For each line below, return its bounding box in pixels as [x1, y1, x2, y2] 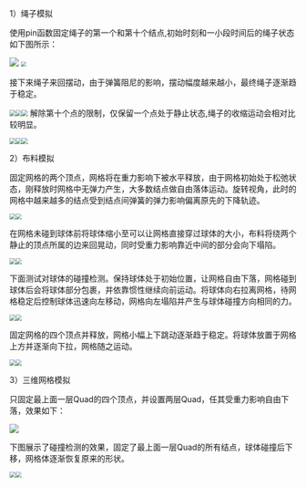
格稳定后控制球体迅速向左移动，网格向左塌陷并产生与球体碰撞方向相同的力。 [9, 295, 297, 307]
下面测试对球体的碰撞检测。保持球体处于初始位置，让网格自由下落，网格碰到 [9, 273, 297, 285]
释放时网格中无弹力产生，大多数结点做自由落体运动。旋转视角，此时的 [33, 183, 297, 194]
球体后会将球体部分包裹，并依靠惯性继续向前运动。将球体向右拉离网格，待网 [9, 285, 297, 295]
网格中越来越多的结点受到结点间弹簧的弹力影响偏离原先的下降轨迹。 [9, 194, 265, 205]
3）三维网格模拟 [9, 374, 71, 385]
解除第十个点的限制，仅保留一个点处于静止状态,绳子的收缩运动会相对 [30, 108, 289, 119]
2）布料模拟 [9, 152, 55, 163]
